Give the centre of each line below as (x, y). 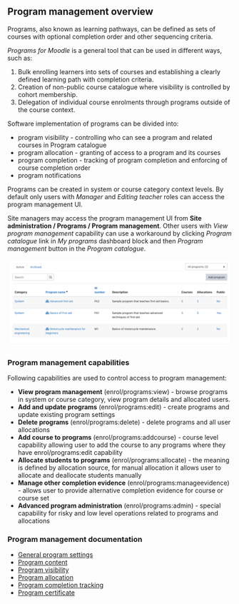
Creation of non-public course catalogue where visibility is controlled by (124, 87)
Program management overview (80, 12)
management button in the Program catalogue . (77, 248)
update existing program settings (66, 414)
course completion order (54, 168)
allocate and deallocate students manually (80, 475)
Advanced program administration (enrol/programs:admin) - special (119, 505)
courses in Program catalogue (62, 145)
